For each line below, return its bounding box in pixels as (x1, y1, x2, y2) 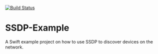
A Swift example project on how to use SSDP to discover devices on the (5, 38, 153, 44)
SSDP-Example (5, 22, 69, 33)
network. (5, 44, 24, 50)
